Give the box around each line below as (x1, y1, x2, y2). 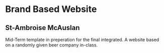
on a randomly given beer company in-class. (5, 42, 98, 48)
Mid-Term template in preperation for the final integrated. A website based (5, 36, 159, 42)
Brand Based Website (5, 3, 97, 15)
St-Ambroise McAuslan (5, 23, 80, 32)
